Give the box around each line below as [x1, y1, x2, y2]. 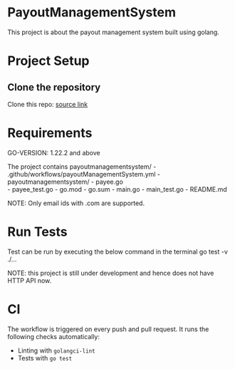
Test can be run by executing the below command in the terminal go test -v [7, 247, 228, 256]
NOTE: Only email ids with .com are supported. [7, 199, 145, 207]
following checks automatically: [7, 332, 100, 341]
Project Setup [7, 53, 90, 69]
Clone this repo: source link [7, 100, 88, 108]
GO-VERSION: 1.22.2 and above [7, 148, 101, 157]
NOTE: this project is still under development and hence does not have [7, 269, 214, 277]
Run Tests [7, 224, 68, 240]
